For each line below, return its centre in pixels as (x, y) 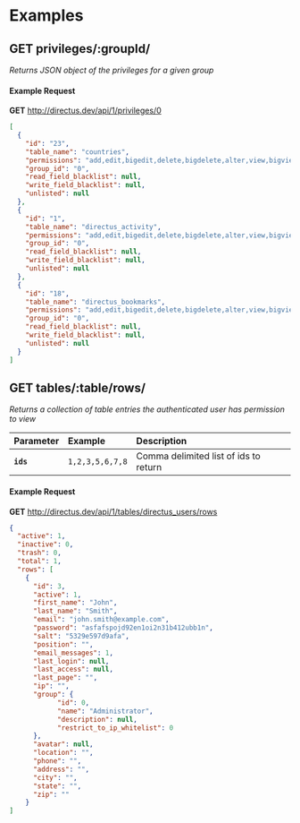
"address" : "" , (61, 769)
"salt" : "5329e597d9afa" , (81, 636)
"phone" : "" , (57, 761)
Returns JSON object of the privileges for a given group (112, 70)
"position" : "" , (63, 644)
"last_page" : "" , (65, 678)
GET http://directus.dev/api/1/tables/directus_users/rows (113, 511)
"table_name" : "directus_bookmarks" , (96, 302)
